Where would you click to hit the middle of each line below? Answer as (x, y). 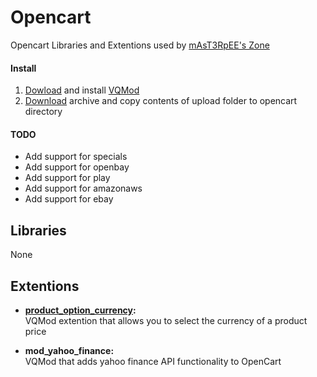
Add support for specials (76, 157)
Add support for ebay (69, 199)
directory (43, 112)
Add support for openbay (77, 167)
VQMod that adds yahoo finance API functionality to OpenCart (153, 361)
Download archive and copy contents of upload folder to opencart (161, 101)
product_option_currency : (80, 310)
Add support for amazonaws (83, 188)
